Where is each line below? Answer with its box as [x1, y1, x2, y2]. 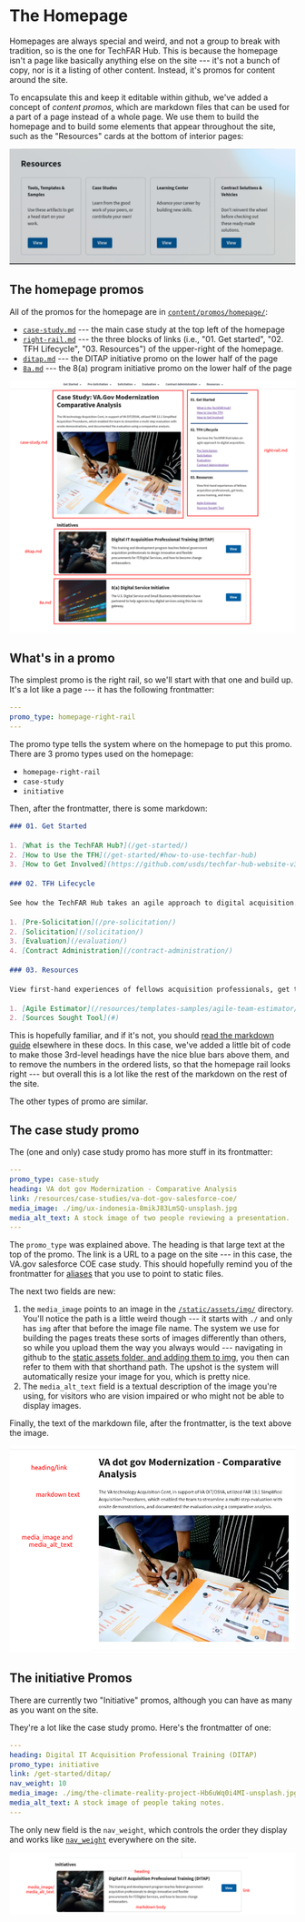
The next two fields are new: [9, 1286, 116, 1297]
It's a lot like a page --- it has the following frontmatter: [9, 684, 215, 695]
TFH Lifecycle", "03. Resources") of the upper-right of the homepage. [22, 343, 284, 354]
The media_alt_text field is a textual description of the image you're [22, 1381, 278, 1392]
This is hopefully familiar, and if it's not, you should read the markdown [9, 1030, 275, 1041]
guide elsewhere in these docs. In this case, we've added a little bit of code [9, 1039, 291, 1051]
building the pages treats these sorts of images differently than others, [22, 1332, 287, 1343]
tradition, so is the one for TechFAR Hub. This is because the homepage [9, 45, 279, 56]
